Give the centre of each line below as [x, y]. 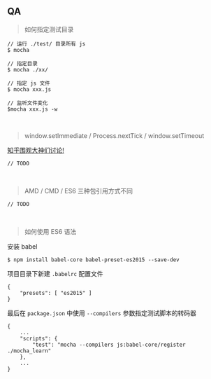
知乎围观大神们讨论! [36, 150]
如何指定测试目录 [49, 29]
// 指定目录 [23, 63]
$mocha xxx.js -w [32, 109]
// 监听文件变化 [28, 103]
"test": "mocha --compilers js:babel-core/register [109, 345]
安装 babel [22, 246]
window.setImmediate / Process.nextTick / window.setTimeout [114, 135]
